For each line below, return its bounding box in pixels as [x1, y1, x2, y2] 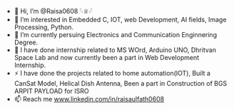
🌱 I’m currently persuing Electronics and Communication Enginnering [14, 31, 218, 39]
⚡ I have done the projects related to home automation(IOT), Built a [14, 69, 210, 77]
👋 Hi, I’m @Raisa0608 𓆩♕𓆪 [14, 7, 93, 15]
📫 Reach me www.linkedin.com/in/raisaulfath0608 [14, 95, 165, 103]
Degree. [14, 38, 39, 46]
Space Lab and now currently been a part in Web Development [14, 54, 200, 61]
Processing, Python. [14, 23, 73, 31]
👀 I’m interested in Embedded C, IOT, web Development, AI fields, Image [14, 16, 227, 24]
